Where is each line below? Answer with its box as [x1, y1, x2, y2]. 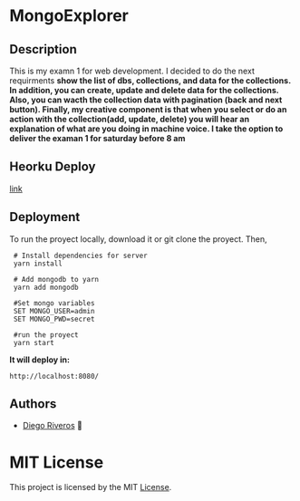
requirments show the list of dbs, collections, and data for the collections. [9, 75, 292, 86]
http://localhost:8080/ [9, 371, 100, 381]
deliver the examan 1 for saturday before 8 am [9, 133, 186, 143]
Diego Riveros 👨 [22, 420, 83, 431]
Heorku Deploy [9, 159, 96, 175]
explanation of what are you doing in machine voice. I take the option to [9, 123, 284, 134]
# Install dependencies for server [13, 251, 148, 260]
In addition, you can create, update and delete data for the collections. [9, 85, 279, 95]
